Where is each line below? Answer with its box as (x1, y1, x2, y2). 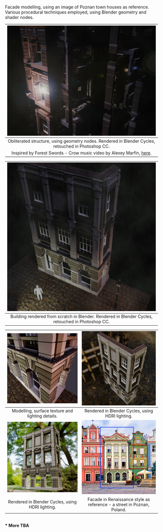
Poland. (111, 507, 127, 513)
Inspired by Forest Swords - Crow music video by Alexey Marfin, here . (11, 150, 152, 156)
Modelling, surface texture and (12, 408, 73, 414)
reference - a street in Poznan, (88, 501, 149, 507)
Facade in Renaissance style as (87, 496, 150, 502)
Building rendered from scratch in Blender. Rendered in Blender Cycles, (10, 314, 153, 319)
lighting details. (27, 413, 58, 419)
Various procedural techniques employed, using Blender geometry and (5, 9, 147, 15)
